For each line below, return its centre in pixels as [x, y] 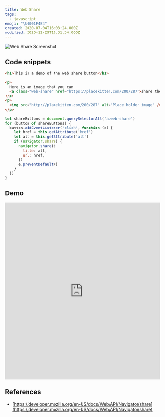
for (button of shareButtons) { [38, 123]
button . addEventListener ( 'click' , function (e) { [61, 128]
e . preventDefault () [38, 164]
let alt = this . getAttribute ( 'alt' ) [52, 137]
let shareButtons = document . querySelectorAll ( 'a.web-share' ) [70, 119]
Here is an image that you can [41, 87]
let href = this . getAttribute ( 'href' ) [54, 132]
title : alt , [35, 151]
